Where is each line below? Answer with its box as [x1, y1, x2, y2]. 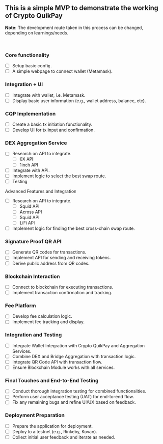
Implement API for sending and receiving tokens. [12, 255, 111, 261]
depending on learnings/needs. [5, 29, 69, 36]
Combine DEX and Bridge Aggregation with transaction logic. [12, 353, 136, 359]
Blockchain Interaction [5, 273, 60, 279]
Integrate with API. [12, 167, 50, 173]
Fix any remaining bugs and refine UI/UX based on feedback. [12, 399, 136, 405]
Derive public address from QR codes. [12, 260, 90, 266]
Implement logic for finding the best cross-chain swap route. [12, 225, 135, 231]
